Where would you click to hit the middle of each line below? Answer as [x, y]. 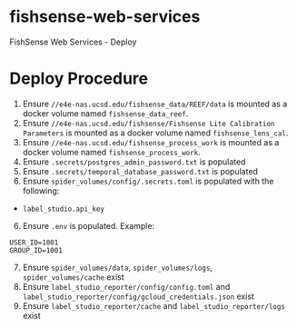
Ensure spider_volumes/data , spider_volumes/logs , [118, 267]
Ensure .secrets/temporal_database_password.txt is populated [140, 171]
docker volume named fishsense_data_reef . [105, 113]
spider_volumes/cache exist [73, 277]
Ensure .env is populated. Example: [89, 225]
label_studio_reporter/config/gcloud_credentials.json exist [138, 296]
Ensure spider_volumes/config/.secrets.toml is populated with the [148, 181]
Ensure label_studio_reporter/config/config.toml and [126, 286]
